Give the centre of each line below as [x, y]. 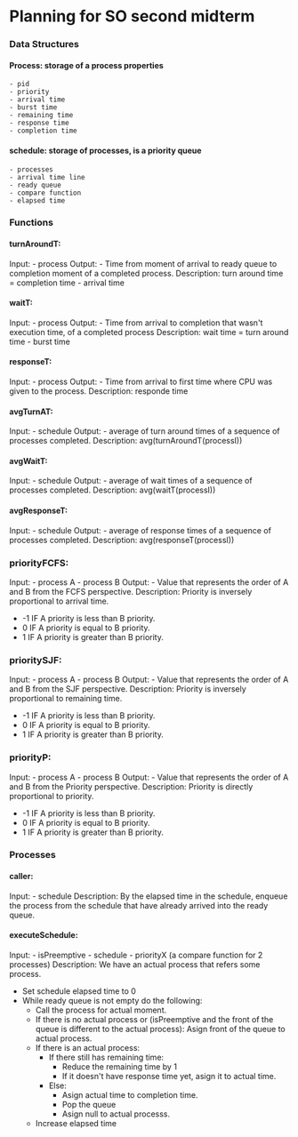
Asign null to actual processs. [116, 1114]
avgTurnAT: [31, 412]
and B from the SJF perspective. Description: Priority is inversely [128, 689]
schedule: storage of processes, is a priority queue [105, 150]
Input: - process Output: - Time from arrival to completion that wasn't [136, 323]
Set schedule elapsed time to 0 [79, 991]
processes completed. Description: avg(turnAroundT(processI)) [126, 441]
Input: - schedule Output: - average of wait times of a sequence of [131, 481]
